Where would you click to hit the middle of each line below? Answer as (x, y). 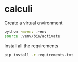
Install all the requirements (32, 46)
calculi (19, 9)
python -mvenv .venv (26, 31)
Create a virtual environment (34, 23)
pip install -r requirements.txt (39, 55)
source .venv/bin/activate (32, 36)
